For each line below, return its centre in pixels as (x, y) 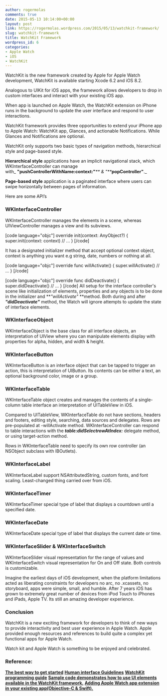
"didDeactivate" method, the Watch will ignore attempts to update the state (83, 301)
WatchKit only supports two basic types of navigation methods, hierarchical (83, 146)
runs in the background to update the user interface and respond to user (80, 111)
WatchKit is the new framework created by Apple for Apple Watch (73, 75)
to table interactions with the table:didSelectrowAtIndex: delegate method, (83, 431)
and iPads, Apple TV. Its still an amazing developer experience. (70, 599)
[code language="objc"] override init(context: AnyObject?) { (67, 235)
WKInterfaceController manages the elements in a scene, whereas (73, 220)
